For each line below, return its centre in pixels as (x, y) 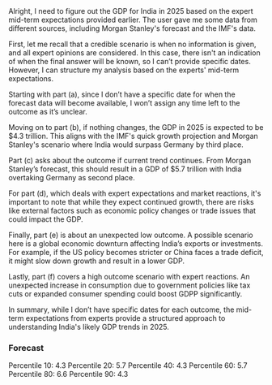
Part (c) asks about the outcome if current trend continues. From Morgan (130, 160)
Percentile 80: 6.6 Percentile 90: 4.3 (68, 374)
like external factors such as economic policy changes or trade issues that (132, 210)
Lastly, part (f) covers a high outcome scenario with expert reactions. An (129, 277)
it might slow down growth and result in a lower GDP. (96, 261)
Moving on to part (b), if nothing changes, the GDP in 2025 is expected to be (136, 127)
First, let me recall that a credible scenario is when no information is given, (132, 44)
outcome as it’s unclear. (48, 112)
